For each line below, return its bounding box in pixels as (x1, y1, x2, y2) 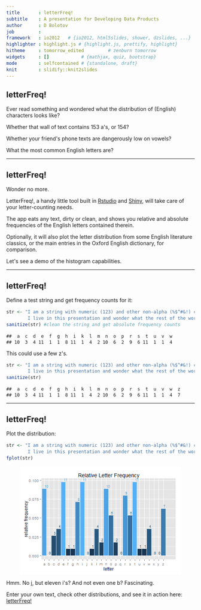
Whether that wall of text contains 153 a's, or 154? (6, 124, 129, 131)
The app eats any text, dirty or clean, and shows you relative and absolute (6, 215, 188, 223)
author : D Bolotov (6, 22, 68, 28)
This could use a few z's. (6, 350, 68, 357)
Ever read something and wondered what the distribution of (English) (6, 106, 176, 113)
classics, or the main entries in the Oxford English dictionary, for (6, 240, 165, 247)
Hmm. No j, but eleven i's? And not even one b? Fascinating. (6, 579, 154, 586)
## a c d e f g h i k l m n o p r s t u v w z (6, 386, 181, 392)
